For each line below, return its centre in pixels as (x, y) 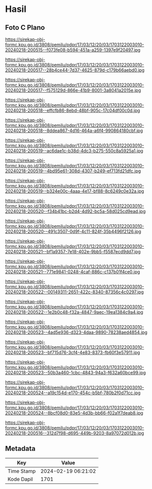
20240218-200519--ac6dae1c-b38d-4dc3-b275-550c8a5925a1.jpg (74, 151)
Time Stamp (22, 471)
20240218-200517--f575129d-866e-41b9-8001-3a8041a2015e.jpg (73, 90)
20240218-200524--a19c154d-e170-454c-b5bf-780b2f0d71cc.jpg (73, 393)
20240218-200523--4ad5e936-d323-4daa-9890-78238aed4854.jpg (76, 332)
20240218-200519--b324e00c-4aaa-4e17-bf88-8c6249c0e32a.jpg (75, 191)
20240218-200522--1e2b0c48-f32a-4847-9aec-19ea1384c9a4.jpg (74, 312)
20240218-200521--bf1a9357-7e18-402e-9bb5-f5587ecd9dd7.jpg (73, 251)
